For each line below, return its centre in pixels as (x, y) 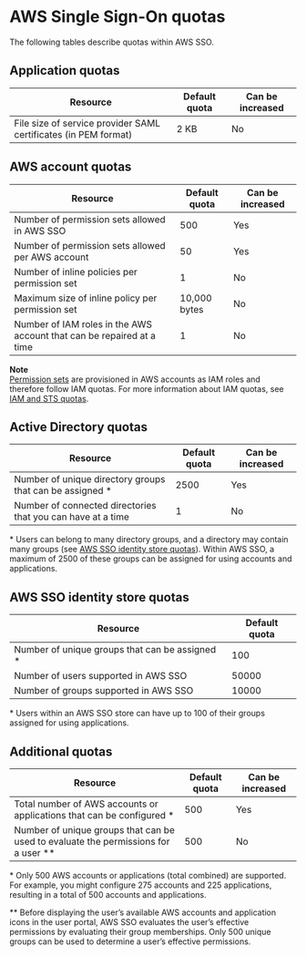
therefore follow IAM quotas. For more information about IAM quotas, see (147, 388)
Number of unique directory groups (90, 479)
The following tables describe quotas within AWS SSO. (112, 42)
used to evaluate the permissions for (92, 842)
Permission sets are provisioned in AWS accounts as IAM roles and (135, 379)
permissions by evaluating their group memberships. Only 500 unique (140, 932)
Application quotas (65, 71)
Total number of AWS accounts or (86, 804)
